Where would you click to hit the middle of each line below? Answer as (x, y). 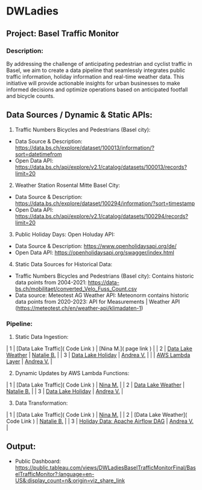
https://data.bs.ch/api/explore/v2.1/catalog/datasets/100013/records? (101, 167)
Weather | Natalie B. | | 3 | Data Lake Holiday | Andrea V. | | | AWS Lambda (98, 354)
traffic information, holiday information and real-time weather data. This (95, 76)
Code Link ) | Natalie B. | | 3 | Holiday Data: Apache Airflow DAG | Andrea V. (100, 421)
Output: (21, 447)
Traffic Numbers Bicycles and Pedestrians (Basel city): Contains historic (104, 276)
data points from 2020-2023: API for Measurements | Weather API (97, 301)
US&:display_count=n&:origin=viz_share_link (70, 480)
